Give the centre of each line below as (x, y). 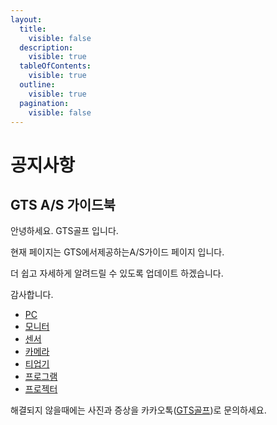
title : (33, 29)
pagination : (44, 103)
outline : (37, 85)
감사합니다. (32, 295)
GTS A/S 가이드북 (63, 204)
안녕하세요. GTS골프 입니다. (64, 231)
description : (46, 47)
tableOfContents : (55, 66)
